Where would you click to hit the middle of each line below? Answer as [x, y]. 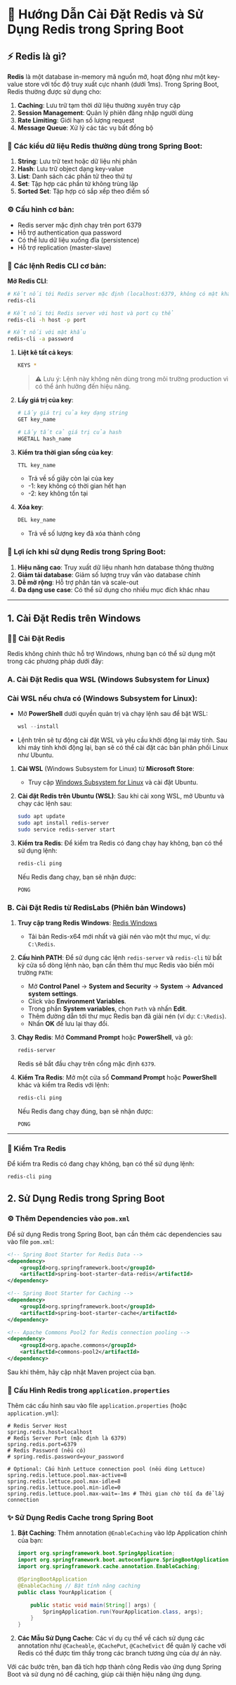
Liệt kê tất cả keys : [45, 352]
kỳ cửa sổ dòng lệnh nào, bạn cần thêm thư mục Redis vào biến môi [116, 965]
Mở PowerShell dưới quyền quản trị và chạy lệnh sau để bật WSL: [113, 714]
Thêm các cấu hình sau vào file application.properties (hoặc [97, 1406]
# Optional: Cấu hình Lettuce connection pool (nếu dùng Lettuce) [106, 1469]
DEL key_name [37, 520]
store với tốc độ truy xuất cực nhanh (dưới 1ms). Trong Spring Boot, [122, 84]
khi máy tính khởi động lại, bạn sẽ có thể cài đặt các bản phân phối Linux [123, 748]
